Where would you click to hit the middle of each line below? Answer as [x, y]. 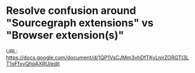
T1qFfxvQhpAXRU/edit [33, 63]
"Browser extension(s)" [65, 35]
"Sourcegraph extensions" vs [80, 23]
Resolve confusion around [71, 11]
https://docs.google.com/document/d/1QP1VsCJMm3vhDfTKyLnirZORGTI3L [97, 57]
